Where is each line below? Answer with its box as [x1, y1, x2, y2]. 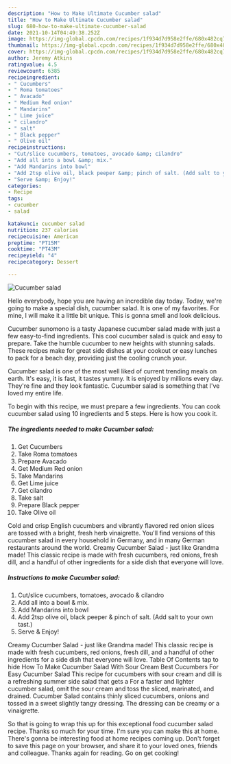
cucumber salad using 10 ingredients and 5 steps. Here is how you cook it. [8, 409, 218, 417]
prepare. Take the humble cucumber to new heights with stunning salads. [8, 339, 215, 347]
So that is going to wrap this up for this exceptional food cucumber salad [8, 719, 213, 728]
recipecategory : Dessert [8, 259, 79, 266]
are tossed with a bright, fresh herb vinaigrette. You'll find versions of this [8, 529, 215, 537]
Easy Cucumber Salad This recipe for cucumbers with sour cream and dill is [8, 670, 222, 678]
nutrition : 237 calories [8, 227, 79, 233]
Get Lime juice [17, 478, 59, 487]
